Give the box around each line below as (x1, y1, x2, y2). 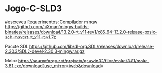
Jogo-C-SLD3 (5, 3, 62, 14)
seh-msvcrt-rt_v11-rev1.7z (5, 34, 57, 40)
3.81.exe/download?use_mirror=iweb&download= (5, 63, 103, 69)
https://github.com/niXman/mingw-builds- (5, 24, 89, 29)
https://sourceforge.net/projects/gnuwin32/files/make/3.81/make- (18, 58, 150, 63)
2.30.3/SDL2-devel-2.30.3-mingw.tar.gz (5, 49, 85, 54)
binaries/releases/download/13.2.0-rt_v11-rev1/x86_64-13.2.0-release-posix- (5, 29, 157, 35)
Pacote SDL (5, 43, 29, 49)
